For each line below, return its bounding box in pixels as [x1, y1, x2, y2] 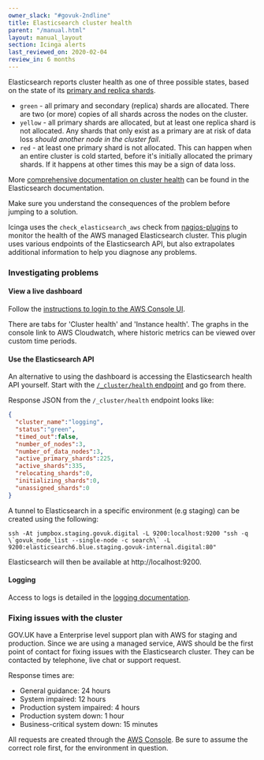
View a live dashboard [8, 286, 83, 296]
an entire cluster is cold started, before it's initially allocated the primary [19, 151, 253, 160]
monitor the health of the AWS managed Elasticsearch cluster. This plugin [8, 230, 247, 240]
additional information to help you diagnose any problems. [8, 247, 197, 256]
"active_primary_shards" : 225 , [15, 455, 114, 462]
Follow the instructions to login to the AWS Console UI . [8, 305, 185, 313]
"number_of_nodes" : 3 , [15, 440, 87, 448]
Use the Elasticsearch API [8, 354, 95, 364]
